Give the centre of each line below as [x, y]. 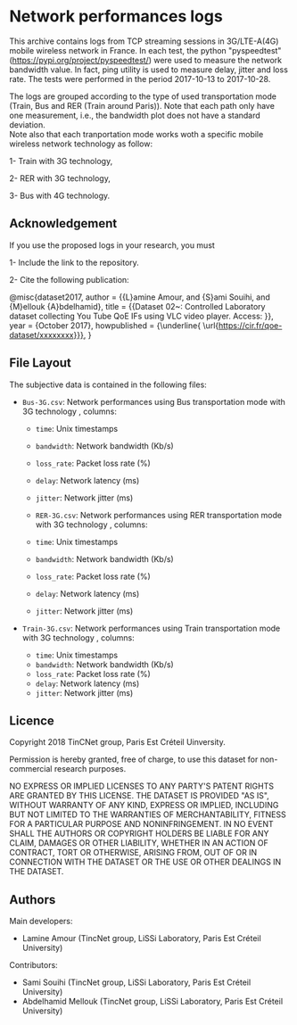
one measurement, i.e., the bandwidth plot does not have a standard [135, 115]
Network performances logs [116, 17]
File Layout [40, 363]
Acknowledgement [63, 223]
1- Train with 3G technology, [61, 161]
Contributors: [33, 965]
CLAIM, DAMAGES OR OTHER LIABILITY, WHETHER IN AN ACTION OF [139, 843]
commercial [31, 769]
